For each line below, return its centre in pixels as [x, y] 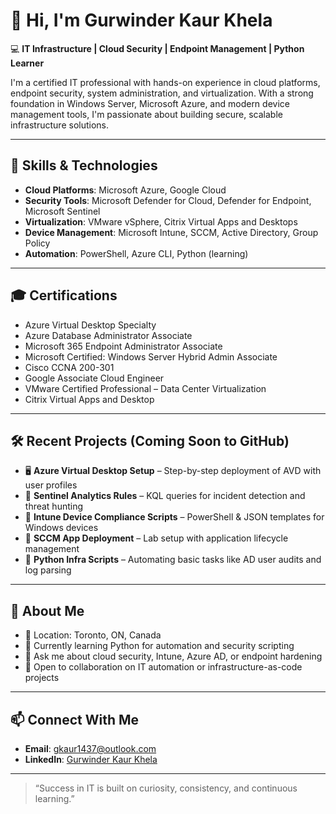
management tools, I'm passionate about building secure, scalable [146, 114]
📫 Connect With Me [75, 719]
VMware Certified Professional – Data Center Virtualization [145, 388]
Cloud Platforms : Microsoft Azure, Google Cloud [125, 190]
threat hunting [54, 506]
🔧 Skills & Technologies [84, 165]
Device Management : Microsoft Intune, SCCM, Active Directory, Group [171, 232]
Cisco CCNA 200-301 [69, 367]
